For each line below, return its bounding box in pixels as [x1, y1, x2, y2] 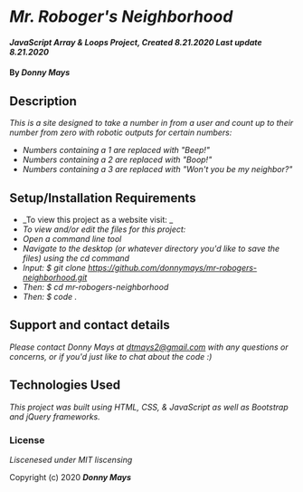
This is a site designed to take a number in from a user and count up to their [9, 118, 294, 129]
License [9, 433, 45, 446]
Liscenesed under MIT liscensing [9, 454, 133, 465]
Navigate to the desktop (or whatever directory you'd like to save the [22, 243, 280, 254]
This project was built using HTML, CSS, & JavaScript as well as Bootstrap [9, 401, 289, 412]
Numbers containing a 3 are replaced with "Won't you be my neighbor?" [22, 164, 293, 175]
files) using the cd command [22, 253, 129, 264]
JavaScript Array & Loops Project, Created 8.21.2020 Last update [9, 36, 262, 47]
